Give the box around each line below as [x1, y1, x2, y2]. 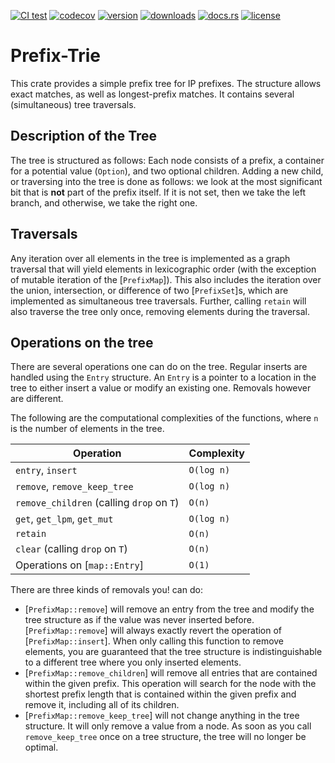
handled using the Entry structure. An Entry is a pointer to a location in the [10, 371, 317, 384]
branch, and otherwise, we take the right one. [10, 196, 198, 209]
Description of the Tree [10, 128, 158, 145]
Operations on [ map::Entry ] [15, 558, 144, 572]
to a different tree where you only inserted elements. [24, 656, 242, 669]
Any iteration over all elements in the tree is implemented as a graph [10, 252, 291, 264]
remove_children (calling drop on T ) [15, 496, 180, 510]
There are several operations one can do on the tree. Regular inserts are [10, 361, 308, 373]
